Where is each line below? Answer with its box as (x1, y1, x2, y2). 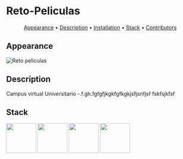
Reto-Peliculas (6, 4, 80, 18)
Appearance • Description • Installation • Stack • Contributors (23, 24, 177, 31)
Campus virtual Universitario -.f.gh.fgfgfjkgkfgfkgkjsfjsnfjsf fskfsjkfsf (6, 90, 175, 97)
